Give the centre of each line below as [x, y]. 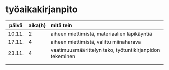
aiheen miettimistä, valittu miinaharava [96, 42]
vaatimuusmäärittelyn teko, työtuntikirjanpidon [105, 50]
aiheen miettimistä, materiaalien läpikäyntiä [101, 34]
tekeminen [63, 56]
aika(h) [37, 25]
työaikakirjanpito [41, 9]
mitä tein [61, 25]
